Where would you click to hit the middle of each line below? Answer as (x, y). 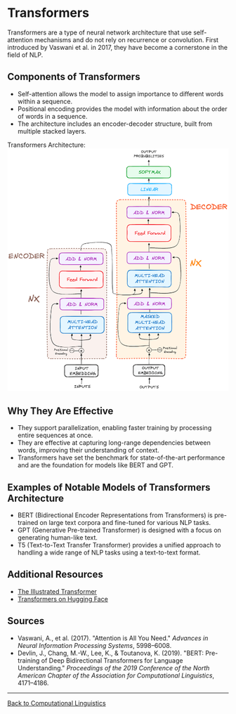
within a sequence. (45, 101)
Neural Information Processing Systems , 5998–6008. (94, 645)
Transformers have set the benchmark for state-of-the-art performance (121, 457)
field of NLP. (25, 55)
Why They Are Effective (60, 411)
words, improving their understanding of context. (88, 450)
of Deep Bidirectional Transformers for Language (112, 660)
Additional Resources (55, 575)
